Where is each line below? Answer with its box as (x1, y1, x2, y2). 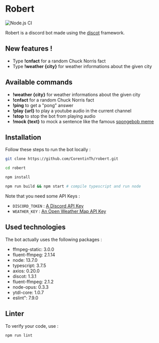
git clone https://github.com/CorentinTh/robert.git (5, 156, 119, 161)
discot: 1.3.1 (12, 273, 37, 279)
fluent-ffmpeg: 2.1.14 (12, 252, 56, 258)
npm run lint (5, 333, 33, 338)
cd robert (5, 165, 26, 170)
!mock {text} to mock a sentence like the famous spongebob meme (12, 118, 154, 124)
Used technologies (5, 223, 66, 231)
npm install (5, 175, 30, 180)
